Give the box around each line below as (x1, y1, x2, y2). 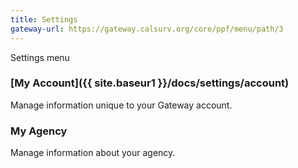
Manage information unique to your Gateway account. (10, 99, 233, 111)
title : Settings (10, 14, 78, 25)
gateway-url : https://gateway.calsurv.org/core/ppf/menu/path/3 (10, 24, 284, 34)
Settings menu (10, 51, 70, 63)
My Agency (10, 124, 68, 138)
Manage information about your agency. (10, 147, 176, 159)
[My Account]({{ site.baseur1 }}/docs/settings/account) (10, 76, 290, 90)
